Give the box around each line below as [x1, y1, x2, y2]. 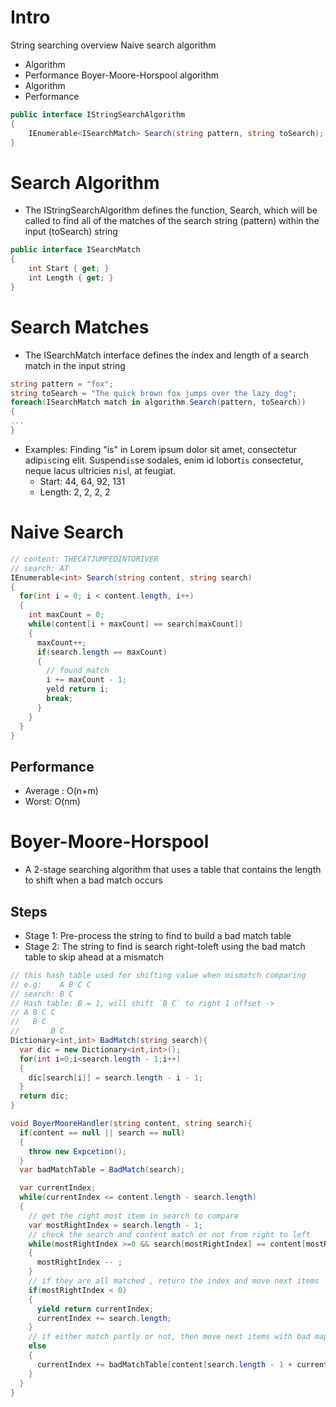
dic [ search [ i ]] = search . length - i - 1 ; [28, 1072, 204, 1083]
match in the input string [24, 359, 126, 371]
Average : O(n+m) [24, 785, 99, 797]
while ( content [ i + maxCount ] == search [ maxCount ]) [28, 619, 244, 629]
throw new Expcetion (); [28, 1146, 128, 1156]
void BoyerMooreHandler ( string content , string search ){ [10, 1119, 253, 1129]
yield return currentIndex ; [36, 1304, 155, 1314]
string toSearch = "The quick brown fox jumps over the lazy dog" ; [10, 388, 298, 398]
